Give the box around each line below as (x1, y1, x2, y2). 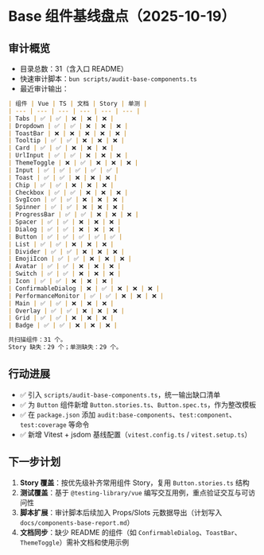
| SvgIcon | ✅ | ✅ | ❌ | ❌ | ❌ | (8, 196, 125, 204)
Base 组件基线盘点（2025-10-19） (8, 7, 236, 25)
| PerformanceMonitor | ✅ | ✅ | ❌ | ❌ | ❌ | (8, 292, 165, 300)
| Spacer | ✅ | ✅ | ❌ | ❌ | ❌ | (8, 218, 122, 226)
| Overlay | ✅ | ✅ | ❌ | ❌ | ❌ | (8, 307, 125, 315)
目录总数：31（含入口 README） (19, 64, 129, 73)
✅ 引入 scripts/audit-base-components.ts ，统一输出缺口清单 (19, 390, 221, 399)
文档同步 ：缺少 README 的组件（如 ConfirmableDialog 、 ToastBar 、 (19, 527, 242, 537)
